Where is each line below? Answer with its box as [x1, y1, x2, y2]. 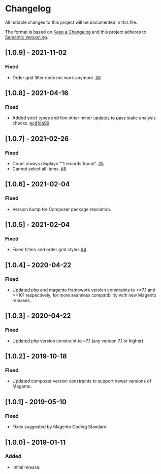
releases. [12, 298, 31, 303]
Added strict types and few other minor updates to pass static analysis [12, 115, 156, 121]
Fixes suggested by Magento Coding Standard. [12, 424, 108, 430]
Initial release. [12, 464, 41, 470]
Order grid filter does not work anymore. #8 [12, 75, 101, 81]
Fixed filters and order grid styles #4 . [12, 247, 88, 253]
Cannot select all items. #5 [12, 166, 66, 172]
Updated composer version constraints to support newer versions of [12, 378, 152, 384]
